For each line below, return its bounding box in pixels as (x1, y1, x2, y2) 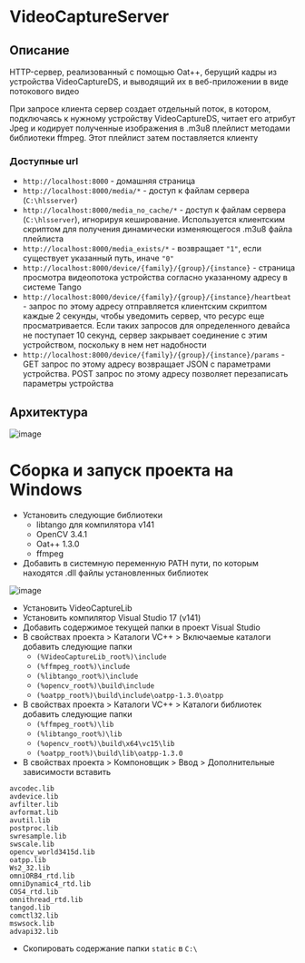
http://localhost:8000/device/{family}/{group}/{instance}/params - (22, 349, 286, 360)
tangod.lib (9, 903, 51, 913)
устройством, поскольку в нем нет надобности (22, 339, 207, 350)
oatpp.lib (9, 856, 47, 865)
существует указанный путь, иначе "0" (22, 252, 174, 264)
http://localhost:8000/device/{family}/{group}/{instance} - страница (22, 262, 296, 273)
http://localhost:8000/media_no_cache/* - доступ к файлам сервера (22, 204, 287, 215)
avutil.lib (9, 816, 51, 825)
